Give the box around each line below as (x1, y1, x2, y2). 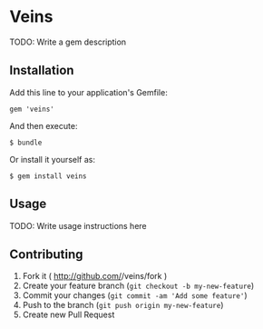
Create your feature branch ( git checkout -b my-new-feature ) (22, 280, 255, 292)
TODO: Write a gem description (9, 36, 127, 47)
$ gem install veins (9, 171, 88, 181)
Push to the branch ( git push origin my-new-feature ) (22, 300, 224, 311)
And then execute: (9, 120, 78, 131)
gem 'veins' (9, 105, 54, 114)
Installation (9, 63, 74, 78)
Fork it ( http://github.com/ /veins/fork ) (22, 271, 168, 282)
